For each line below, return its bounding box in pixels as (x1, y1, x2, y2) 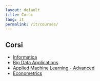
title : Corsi (5, 12, 33, 17)
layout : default (5, 7, 40, 13)
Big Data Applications (12, 60, 58, 66)
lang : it (5, 17, 24, 22)
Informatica (12, 54, 37, 60)
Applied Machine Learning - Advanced (12, 65, 95, 71)
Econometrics (12, 70, 43, 76)
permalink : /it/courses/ (5, 21, 58, 27)
